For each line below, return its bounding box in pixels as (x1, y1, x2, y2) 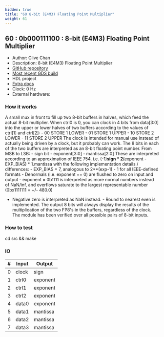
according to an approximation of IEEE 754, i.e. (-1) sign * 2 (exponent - (5, 156, 147, 162)
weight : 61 (5, 16, 27, 21)
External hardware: (12, 91, 50, 97)
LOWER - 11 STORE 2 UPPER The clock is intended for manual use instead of (5, 135, 159, 141)
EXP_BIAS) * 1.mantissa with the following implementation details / (5, 161, 139, 167)
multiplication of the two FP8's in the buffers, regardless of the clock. (12, 207, 152, 213)
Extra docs (12, 81, 34, 87)
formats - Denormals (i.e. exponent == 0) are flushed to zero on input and (5, 171, 154, 177)
